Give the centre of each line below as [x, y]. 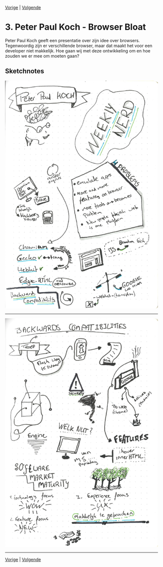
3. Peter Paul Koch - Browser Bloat [76, 27]
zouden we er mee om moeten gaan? [42, 56]
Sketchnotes [25, 71]
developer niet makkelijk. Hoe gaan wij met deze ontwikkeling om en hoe [78, 50]
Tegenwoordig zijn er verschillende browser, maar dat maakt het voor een [79, 46]
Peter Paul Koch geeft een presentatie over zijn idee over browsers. [73, 40]
